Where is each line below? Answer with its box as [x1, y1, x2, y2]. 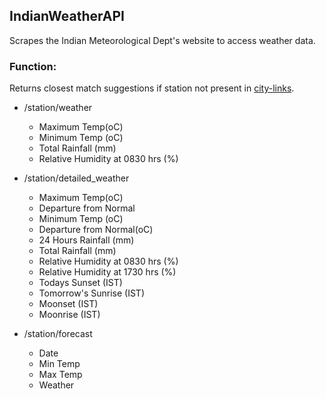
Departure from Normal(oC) [38, 224, 154, 236]
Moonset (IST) [38, 298, 99, 310]
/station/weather [23, 102, 93, 114]
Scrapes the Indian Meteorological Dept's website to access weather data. [9, 34, 316, 46]
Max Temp [38, 369, 83, 381]
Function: [9, 59, 57, 73]
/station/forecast [23, 328, 93, 340]
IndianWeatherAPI [9, 8, 125, 25]
